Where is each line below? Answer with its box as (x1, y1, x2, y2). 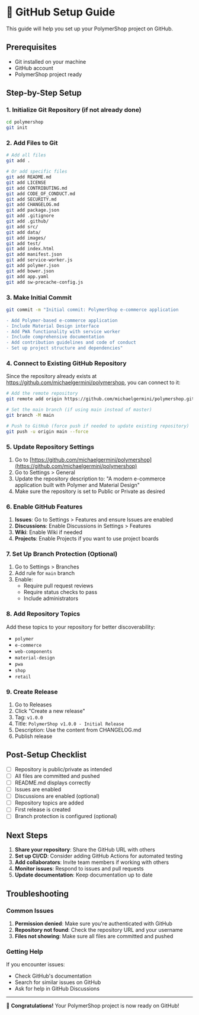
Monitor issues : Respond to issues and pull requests (14, 865, 144, 872)
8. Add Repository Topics (6, 609, 81, 618)
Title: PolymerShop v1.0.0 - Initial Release (14, 720, 124, 727)
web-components (14, 648, 53, 655)
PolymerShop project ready (14, 71, 82, 78)
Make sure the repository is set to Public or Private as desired (14, 488, 165, 495)
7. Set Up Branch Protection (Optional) (6, 550, 118, 558)
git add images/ (6, 235, 46, 241)
